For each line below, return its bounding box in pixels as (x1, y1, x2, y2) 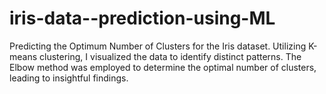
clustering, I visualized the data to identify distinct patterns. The (39, 50, 302, 62)
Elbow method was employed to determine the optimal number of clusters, (9, 61, 317, 73)
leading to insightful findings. (9, 72, 129, 84)
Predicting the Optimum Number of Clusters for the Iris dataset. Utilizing (9, 40, 307, 52)
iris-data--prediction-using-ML (9, 7, 276, 30)
